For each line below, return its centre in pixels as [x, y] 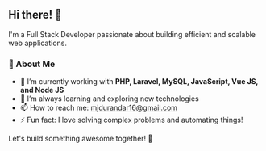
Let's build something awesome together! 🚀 [81, 139]
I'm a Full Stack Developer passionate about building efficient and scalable [132, 34]
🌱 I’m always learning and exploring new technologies [109, 99]
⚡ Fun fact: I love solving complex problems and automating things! [131, 120]
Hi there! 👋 [35, 15]
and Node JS [42, 90]
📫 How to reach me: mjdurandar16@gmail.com [99, 108]
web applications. [37, 43]
